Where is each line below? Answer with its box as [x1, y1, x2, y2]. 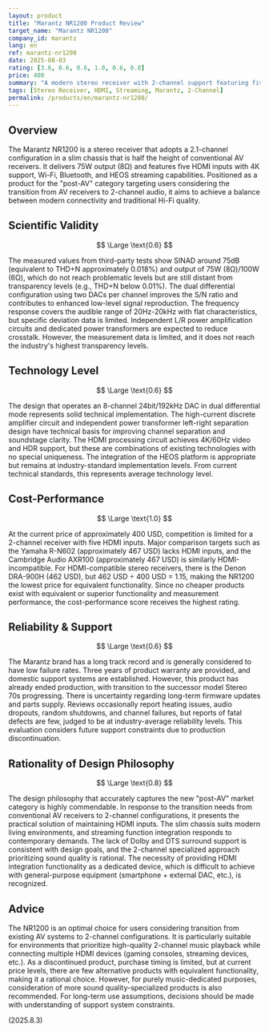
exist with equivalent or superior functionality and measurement [8, 588, 219, 598]
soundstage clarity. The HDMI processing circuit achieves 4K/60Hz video [8, 434, 251, 445]
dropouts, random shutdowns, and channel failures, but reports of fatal [8, 708, 243, 718]
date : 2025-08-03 [8, 57, 66, 65]
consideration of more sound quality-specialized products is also [8, 982, 223, 992]
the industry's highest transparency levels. [8, 341, 149, 350]
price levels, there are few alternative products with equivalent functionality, [8, 965, 259, 975]
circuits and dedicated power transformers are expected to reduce [8, 324, 228, 333]
